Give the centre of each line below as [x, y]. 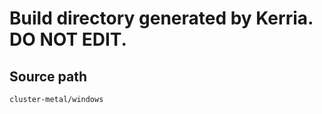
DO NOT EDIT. [68, 39]
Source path [48, 76]
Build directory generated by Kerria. [161, 18]
